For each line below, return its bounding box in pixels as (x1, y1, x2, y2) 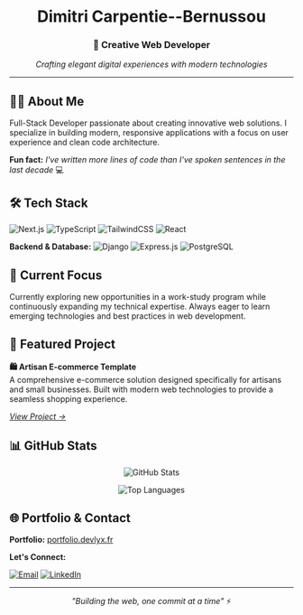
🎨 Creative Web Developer (93, 39, 210, 51)
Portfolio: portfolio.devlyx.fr (9, 535, 114, 545)
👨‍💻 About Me (9, 93, 85, 109)
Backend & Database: (9, 241, 92, 252)
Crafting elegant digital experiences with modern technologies (35, 59, 268, 70)
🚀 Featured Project (9, 337, 115, 352)
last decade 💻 (9, 164, 65, 175)
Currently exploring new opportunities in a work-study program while (9, 291, 266, 302)
